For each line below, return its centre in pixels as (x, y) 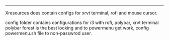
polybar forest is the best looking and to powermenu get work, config (77, 28)
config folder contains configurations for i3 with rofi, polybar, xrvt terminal (82, 22)
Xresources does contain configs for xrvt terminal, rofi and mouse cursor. (81, 13)
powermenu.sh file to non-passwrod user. (49, 33)
